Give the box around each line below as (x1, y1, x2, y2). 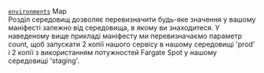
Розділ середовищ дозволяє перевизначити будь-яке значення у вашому (8, 15, 256, 24)
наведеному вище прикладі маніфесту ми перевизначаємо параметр (8, 31, 242, 40)
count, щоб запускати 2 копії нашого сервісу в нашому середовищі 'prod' (8, 40, 255, 49)
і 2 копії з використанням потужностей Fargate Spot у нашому (8, 48, 218, 57)
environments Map (8, 7, 67, 16)
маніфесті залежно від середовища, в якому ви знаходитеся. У (8, 23, 220, 32)
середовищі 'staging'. (8, 56, 80, 65)
